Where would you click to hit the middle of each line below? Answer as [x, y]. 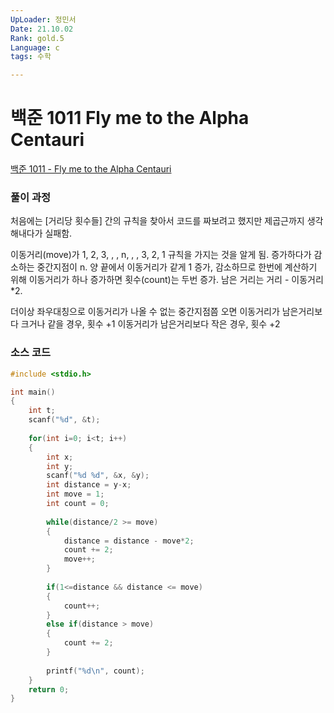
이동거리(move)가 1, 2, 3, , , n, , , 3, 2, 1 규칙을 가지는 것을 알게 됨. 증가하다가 [161, 255]
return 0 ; [49, 689]
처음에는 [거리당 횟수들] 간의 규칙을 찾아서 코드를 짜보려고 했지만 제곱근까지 [157, 221]
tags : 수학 [31, 57]
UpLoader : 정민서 [43, 19]
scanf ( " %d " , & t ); [64, 420]
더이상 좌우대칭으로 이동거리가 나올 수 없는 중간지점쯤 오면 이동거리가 [145, 312]
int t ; [42, 411]
